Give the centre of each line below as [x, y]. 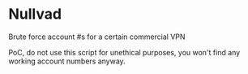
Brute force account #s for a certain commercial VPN [97, 37]
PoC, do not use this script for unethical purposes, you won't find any [124, 52]
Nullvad [35, 14]
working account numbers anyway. [67, 61]
